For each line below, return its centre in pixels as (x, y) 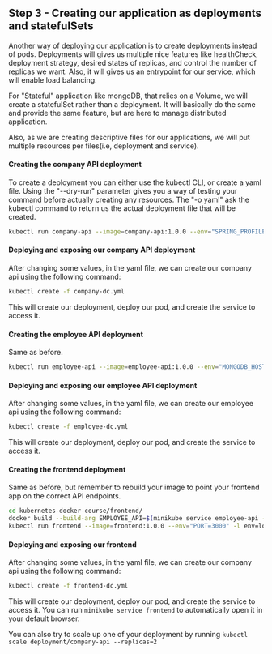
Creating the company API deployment (75, 165)
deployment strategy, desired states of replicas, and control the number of (132, 62)
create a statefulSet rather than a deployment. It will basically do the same (132, 104)
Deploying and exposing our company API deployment (102, 250)
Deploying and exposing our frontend (73, 544)
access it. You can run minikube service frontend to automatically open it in (136, 610)
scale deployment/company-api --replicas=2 (83, 642)
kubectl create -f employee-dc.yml (68, 427)
